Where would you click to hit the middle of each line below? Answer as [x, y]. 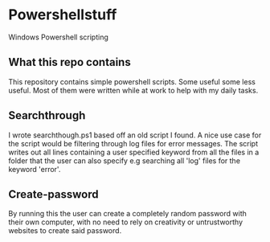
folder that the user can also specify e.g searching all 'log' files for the [125, 160]
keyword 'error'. [35, 169]
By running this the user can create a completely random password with [127, 214]
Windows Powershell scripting [58, 37]
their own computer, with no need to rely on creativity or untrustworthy [126, 222]
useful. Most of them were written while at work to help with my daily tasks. [133, 90]
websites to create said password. [65, 231]
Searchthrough [47, 115]
